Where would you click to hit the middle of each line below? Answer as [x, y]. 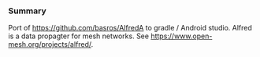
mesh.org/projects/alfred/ [50, 45]
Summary [28, 11]
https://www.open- [182, 36]
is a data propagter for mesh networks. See [79, 36]
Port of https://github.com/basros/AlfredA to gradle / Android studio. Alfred [130, 28]
